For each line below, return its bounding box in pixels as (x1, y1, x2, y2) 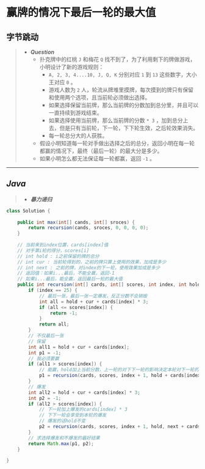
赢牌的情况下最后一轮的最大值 (6, 5, 157, 20)
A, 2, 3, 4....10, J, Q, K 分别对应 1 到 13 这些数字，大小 (48, 71, 197, 78)
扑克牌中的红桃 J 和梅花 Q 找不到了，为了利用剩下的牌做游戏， (39, 56, 196, 63)
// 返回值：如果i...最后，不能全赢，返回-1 (17, 270, 115, 277)
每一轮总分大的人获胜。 (48, 132, 108, 139)
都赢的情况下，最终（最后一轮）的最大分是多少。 (39, 147, 163, 155)
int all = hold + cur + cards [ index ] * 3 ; (38, 299, 149, 305)
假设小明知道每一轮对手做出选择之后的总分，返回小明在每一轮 (39, 140, 195, 147)
